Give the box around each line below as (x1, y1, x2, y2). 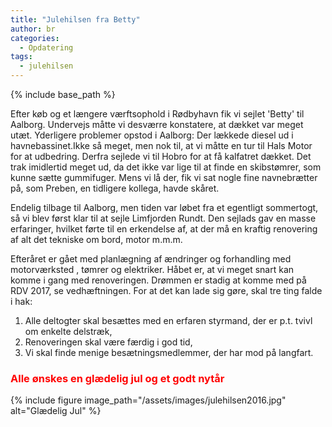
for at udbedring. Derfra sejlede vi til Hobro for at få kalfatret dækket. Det (10, 151, 312, 162)
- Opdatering (19, 42, 74, 53)
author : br (10, 24, 56, 34)
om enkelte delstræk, (24, 326, 113, 337)
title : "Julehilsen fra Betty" (10, 14, 141, 25)
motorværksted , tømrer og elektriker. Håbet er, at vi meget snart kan (10, 264, 295, 275)
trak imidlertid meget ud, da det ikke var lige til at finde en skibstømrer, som (10, 161, 322, 173)
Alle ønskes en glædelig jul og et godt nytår (10, 371, 225, 385)
